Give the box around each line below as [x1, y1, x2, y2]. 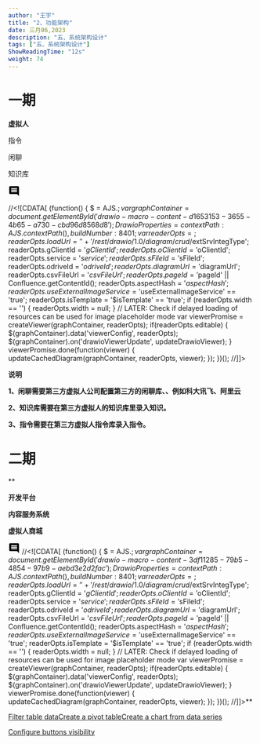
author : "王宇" [8, 11, 56, 20]
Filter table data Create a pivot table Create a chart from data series [8, 712, 222, 721]
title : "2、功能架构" [8, 19, 73, 27]
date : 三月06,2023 [8, 26, 66, 34]
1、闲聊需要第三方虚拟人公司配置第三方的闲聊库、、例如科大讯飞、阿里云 [8, 386, 241, 396]
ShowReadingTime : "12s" [8, 48, 86, 56]
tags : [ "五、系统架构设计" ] [8, 41, 90, 49]
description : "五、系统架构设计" [8, 33, 108, 42]
